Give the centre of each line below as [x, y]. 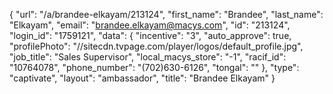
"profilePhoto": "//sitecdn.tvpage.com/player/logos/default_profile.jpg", [156, 46]
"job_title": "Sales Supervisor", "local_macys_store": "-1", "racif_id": [148, 57]
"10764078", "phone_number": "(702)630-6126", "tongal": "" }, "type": [154, 67]
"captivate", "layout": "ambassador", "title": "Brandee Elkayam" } [142, 78]
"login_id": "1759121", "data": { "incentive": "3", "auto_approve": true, [150, 35]
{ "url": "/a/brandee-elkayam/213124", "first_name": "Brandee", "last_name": [166, 14]
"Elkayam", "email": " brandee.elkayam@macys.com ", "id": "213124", [150, 25]
